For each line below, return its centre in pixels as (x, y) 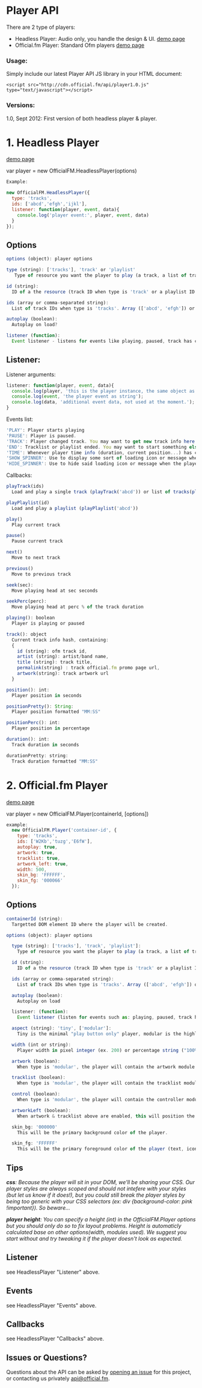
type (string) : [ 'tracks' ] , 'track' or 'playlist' (71, 270)
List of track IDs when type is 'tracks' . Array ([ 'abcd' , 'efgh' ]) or (103, 308)
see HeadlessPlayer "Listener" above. (53, 1272)
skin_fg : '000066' (40, 881)
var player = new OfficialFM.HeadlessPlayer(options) (72, 171)
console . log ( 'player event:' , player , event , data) (83, 215)
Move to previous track (41, 574)
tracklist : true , (39, 858)
